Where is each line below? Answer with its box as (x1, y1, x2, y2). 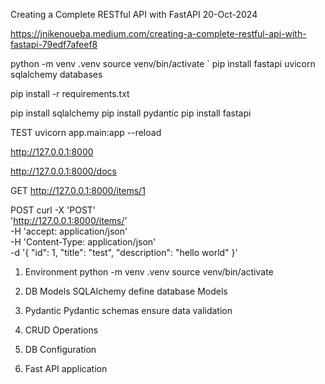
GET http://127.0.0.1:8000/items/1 (10, 185, 146, 196)
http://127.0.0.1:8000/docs (10, 165, 117, 177)
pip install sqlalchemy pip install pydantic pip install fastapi (10, 107, 252, 119)
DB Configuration (24, 344, 97, 355)
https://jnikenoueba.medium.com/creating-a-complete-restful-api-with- (10, 28, 307, 39)
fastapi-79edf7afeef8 (10, 39, 98, 50)
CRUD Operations (24, 324, 99, 336)
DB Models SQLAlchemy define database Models (24, 285, 228, 297)
